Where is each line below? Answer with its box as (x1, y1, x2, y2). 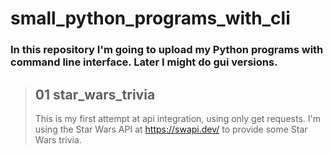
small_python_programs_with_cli (10, 7, 291, 30)
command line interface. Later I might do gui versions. (10, 55, 278, 69)
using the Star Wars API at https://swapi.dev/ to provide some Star (34, 123, 308, 135)
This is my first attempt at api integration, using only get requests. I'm (34, 112, 321, 124)
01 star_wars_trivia (34, 86, 156, 103)
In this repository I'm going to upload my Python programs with (10, 43, 324, 57)
